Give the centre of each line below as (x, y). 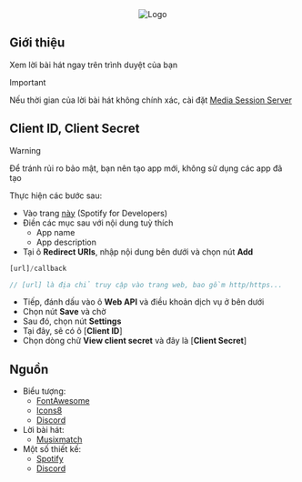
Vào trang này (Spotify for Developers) (95, 213)
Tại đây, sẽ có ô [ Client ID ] (72, 331)
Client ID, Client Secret (75, 129)
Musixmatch (59, 439)
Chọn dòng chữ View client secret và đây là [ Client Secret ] (135, 341)
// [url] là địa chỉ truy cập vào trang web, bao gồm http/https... (146, 285)
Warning (25, 150)
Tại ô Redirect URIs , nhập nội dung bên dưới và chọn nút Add (138, 251)
